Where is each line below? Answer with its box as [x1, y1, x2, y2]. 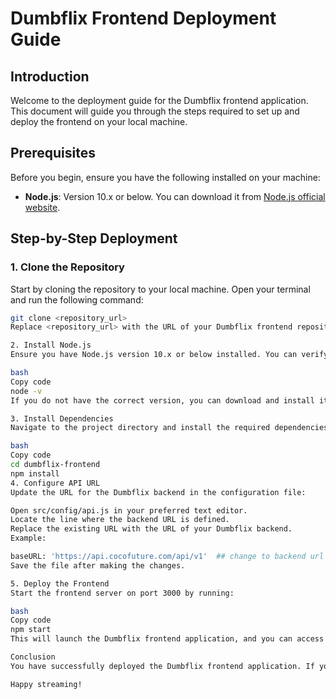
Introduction [10, 68, 90, 85]
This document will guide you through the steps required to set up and [10, 105, 300, 117]
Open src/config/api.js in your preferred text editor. [10, 505, 248, 516]
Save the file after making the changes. [10, 560, 186, 571]
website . [24, 201, 61, 213]
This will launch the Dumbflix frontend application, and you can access [10, 634, 325, 644]
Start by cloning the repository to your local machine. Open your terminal [10, 283, 311, 295]
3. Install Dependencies [10, 413, 114, 424]
